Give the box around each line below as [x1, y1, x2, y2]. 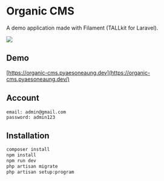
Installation [6, 130, 50, 141]
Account [6, 93, 39, 103]
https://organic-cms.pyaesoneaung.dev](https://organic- [8, 69, 150, 76]
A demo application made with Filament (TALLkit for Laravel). [6, 24, 159, 31]
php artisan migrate [6, 164, 59, 170]
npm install [6, 152, 36, 158]
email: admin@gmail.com [6, 109, 67, 115]
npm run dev [6, 158, 36, 164]
